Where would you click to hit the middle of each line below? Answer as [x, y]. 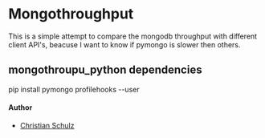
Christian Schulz [47, 125]
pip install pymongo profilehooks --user [74, 89]
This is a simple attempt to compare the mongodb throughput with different [133, 36]
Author [20, 108]
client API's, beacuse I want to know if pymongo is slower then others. [124, 44]
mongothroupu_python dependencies [105, 70]
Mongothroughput [71, 14]
